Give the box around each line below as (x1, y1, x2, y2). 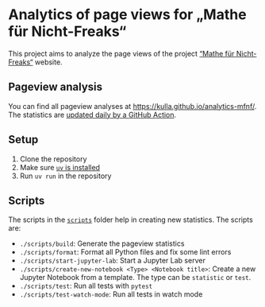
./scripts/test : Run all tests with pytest (19, 281, 153, 291)
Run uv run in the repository (19, 171, 112, 181)
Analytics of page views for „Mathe (8, 6, 248, 24)
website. (34, 57, 63, 67)
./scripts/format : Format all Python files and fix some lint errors (19, 247, 232, 257)
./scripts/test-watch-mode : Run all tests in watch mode (19, 290, 203, 299)
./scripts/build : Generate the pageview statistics (19, 239, 185, 248)
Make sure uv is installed (19, 162, 101, 172)
